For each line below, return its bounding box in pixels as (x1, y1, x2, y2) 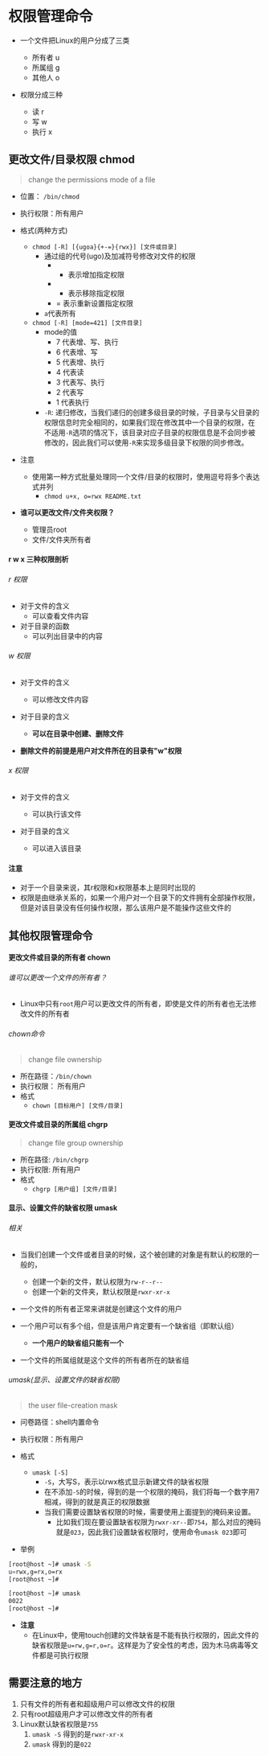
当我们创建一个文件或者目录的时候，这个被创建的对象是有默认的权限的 (19, 1249, 253, 1259)
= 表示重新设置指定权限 (55, 298, 134, 308)
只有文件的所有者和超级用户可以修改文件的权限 (19, 1699, 175, 1709)
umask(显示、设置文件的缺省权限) (8, 1375, 120, 1384)
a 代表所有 (43, 308, 76, 318)
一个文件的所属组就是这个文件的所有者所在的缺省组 (19, 1355, 190, 1364)
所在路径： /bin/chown (19, 1071, 92, 1080)
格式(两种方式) (19, 225, 68, 235)
